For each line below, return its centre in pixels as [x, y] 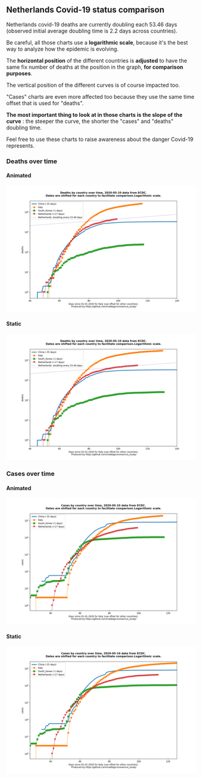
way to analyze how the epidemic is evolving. [63, 49]
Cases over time [31, 474]
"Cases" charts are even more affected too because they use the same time [100, 96]
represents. [20, 145]
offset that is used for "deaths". [45, 103]
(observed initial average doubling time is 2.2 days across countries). [92, 31]
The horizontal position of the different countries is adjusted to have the [97, 60]
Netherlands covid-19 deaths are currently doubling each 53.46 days [92, 24]
